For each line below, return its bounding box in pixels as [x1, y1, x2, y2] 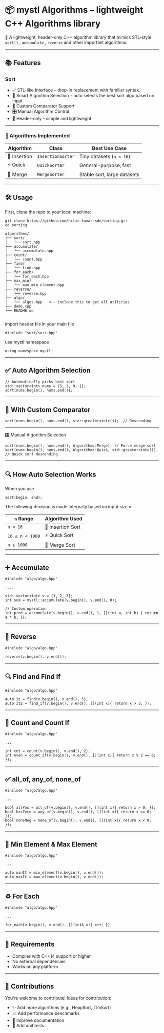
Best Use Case [92, 145, 127, 151]
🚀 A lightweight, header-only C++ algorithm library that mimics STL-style [5, 34, 152, 40]
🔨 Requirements [5, 940, 55, 948]
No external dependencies [12, 958, 66, 964]
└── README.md [5, 308, 34, 313]
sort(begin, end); [5, 495, 42, 500]
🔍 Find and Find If [5, 673, 61, 681]
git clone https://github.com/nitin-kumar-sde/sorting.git [5, 218, 128, 223]
